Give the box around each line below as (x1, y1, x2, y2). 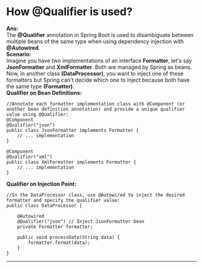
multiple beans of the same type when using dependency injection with (6, 38, 184, 45)
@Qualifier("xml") (6, 154, 53, 160)
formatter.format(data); (28, 240, 91, 246)
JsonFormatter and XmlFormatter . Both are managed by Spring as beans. (6, 63, 192, 71)
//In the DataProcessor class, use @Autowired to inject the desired (6, 192, 185, 198)
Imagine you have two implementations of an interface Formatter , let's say (6, 57, 192, 64)
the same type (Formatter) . (6, 82, 74, 90)
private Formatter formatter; (17, 223, 94, 230)
